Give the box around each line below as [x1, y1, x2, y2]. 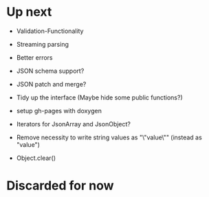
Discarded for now [6, 178, 114, 194]
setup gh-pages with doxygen [16, 106, 102, 115]
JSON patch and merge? [16, 80, 87, 88]
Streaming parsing [16, 40, 69, 48]
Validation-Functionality [16, 27, 84, 35]
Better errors [16, 53, 53, 62]
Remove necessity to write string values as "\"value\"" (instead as [16, 133, 202, 141]
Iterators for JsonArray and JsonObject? [16, 119, 131, 128]
